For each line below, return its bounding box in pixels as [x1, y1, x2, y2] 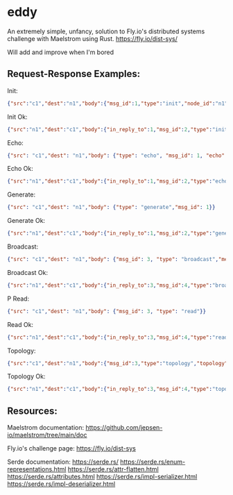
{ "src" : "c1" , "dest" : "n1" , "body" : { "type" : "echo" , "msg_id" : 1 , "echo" [7, 152, 225, 159]
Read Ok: [7, 320, 33, 328]
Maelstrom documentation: [7, 423, 85, 432]
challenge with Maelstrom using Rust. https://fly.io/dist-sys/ [7, 34, 178, 42]
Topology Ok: [7, 372, 46, 380]
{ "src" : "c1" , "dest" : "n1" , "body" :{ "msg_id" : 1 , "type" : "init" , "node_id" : [7, 100, 216, 107]
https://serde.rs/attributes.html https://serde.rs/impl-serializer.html [7, 473, 198, 481]
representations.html [7, 465, 67, 473]
